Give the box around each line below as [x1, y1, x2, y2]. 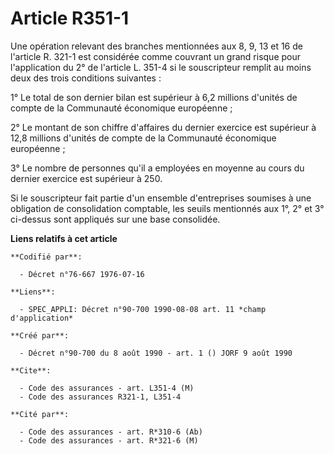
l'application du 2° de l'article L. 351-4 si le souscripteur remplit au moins [10, 61, 312, 73]
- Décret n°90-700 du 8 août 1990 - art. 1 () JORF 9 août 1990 [19, 348, 293, 358]
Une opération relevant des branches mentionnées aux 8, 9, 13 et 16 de [10, 40, 303, 52]
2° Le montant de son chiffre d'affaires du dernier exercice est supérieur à [10, 121, 317, 133]
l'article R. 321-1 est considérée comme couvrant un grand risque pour [10, 50, 301, 62]
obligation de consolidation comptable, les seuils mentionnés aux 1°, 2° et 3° [10, 202, 325, 214]
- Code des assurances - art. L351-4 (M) [19, 383, 195, 393]
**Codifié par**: [10, 252, 83, 262]
